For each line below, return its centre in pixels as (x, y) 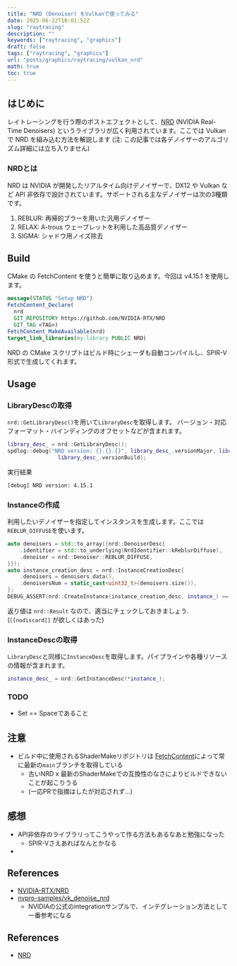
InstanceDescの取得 (42, 640)
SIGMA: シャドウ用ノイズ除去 (60, 236)
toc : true (22, 73)
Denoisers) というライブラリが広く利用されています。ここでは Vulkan (125, 131)
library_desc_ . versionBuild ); (102, 457)
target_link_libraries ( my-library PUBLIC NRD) (77, 338)
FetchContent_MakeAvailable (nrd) (56, 331)
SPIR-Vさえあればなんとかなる (72, 843)
